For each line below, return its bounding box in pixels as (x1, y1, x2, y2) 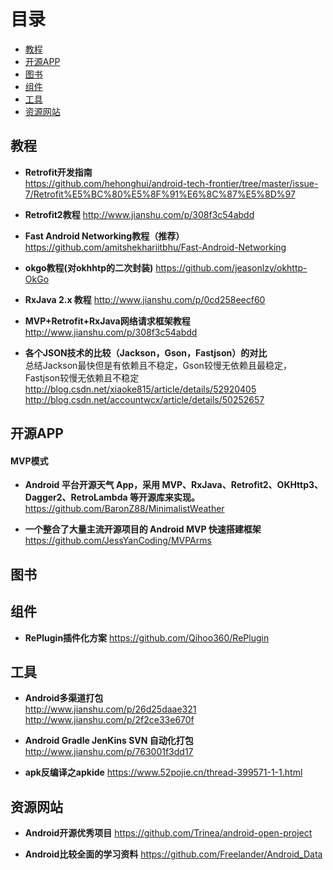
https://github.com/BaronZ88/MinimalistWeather (24, 503, 225, 515)
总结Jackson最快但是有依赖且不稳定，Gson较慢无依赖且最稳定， (24, 359, 292, 371)
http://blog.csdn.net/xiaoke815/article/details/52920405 (24, 383, 257, 395)
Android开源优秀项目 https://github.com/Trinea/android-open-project (24, 827, 313, 839)
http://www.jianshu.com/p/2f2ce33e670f (24, 714, 195, 726)
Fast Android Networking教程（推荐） (24, 230, 185, 242)
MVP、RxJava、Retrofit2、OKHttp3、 (161, 479, 324, 491)
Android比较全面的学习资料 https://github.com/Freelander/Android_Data (24, 848, 323, 860)
